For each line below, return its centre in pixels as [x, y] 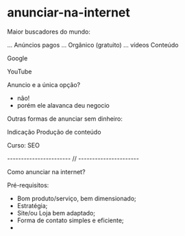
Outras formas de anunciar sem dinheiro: [65, 119]
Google [17, 58]
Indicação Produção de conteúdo [54, 132]
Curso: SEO [23, 145]
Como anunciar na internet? [46, 172]
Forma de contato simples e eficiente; [71, 220]
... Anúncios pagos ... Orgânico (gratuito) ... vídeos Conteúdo [93, 45]
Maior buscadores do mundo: [49, 32]
